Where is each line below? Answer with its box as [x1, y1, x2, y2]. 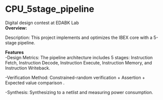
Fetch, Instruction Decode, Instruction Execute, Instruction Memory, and [5, 60, 152, 66]
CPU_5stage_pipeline [5, 3, 95, 15]
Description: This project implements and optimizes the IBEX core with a [5, 34, 153, 40]
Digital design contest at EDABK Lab [5, 20, 79, 26]
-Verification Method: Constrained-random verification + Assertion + [5, 74, 145, 80]
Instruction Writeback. [5, 65, 51, 71]
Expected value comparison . [5, 80, 65, 86]
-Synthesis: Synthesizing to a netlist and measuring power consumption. [5, 89, 154, 95]
